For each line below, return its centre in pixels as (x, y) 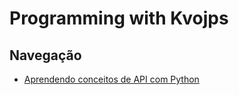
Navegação (45, 55)
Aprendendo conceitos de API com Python (111, 79)
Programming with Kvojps (119, 18)
